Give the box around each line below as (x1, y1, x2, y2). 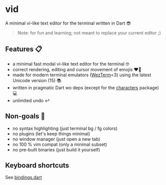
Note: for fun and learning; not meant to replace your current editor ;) (17, 30, 161, 36)
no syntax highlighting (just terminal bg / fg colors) (12, 125, 118, 131)
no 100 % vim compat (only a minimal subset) (12, 141, 107, 147)
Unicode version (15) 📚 (12, 77, 62, 83)
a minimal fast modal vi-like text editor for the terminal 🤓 (12, 61, 129, 67)
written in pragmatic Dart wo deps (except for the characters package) (12, 84, 159, 91)
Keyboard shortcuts (5, 161, 69, 169)
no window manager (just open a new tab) (12, 136, 101, 142)
